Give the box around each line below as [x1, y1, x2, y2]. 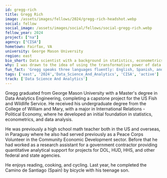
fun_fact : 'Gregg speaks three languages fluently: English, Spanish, [5, 67, 155, 72]
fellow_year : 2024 [5, 30, 43, 35]
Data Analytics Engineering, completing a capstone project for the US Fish [5, 95, 158, 101]
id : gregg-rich [5, 7, 37, 12]
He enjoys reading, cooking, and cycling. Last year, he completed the [5, 162, 147, 168]
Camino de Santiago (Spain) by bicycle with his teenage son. [5, 167, 130, 173]
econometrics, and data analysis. [5, 116, 73, 122]
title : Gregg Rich [5, 12, 43, 17]
